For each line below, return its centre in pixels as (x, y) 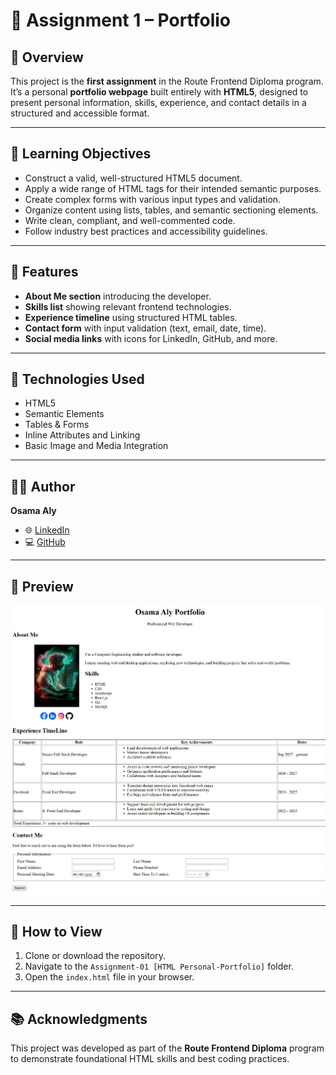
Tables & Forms (57, 425)
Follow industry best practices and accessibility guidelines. (146, 231)
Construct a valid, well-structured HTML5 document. (133, 178)
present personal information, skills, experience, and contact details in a (158, 102)
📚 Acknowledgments (79, 1019)
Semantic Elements (64, 414)
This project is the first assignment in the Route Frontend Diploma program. (167, 81)
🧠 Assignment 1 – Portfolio (120, 20)
